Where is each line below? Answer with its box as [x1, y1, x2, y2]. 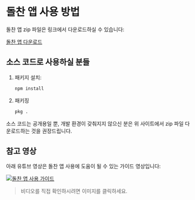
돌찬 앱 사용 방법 [6, 5, 80, 19]
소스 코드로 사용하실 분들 [6, 57, 90, 67]
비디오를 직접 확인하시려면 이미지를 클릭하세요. [20, 188, 128, 195]
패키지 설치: [14, 74, 42, 81]
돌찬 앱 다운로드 [6, 38, 43, 45]
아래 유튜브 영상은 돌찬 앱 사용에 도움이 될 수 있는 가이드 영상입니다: [6, 162, 161, 170]
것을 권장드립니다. [31, 127, 72, 134]
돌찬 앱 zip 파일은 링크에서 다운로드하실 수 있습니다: [6, 26, 125, 33]
